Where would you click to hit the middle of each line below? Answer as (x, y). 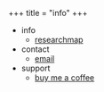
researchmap (59, 40)
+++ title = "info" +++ (48, 13)
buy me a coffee (64, 78)
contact (35, 49)
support (36, 68)
